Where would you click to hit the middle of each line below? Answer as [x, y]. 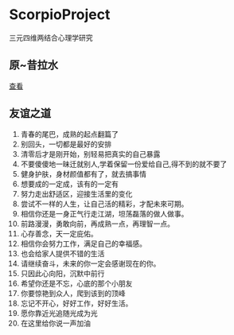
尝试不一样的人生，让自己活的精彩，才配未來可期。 [104, 204]
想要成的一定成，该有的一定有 [69, 184]
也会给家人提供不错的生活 [62, 253]
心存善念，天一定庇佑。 [59, 233]
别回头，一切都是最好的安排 [66, 144]
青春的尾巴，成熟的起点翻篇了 [69, 134]
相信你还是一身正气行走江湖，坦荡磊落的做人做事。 [104, 213]
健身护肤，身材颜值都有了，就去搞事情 [83, 173]
